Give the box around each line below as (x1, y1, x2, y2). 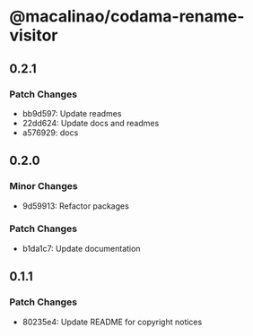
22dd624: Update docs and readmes (22, 117, 160, 128)
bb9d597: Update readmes (22, 108, 122, 118)
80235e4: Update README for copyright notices (22, 316, 203, 327)
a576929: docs (22, 127, 79, 138)
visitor (9, 25, 58, 46)
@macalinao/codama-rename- (9, 6, 245, 27)
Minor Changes (9, 180, 78, 193)
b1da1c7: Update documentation (22, 243, 141, 254)
